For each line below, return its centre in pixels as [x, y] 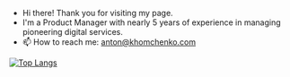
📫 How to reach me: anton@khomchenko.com [109, 42]
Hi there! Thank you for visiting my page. [97, 13]
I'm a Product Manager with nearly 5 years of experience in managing [151, 22]
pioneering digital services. [73, 32]
